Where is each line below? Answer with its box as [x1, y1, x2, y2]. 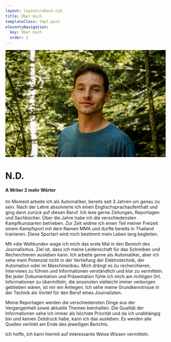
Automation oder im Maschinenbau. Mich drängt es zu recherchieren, [5, 262, 151, 269]
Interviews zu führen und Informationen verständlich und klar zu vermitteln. [5, 268, 163, 274]
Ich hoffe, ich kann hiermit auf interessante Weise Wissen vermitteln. [5, 331, 149, 337]
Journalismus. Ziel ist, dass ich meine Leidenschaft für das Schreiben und [5, 246, 160, 252]
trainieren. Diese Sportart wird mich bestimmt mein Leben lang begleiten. [5, 231, 159, 237]
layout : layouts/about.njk [5, 8, 63, 13]
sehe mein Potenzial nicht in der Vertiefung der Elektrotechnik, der [5, 257, 145, 264]
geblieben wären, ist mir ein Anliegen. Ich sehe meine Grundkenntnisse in [5, 284, 159, 291]
